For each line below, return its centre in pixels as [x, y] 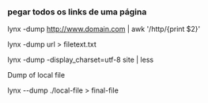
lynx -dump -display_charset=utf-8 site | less [81, 60]
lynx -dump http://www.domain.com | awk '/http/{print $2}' [104, 29]
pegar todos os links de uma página [77, 12]
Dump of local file [36, 75]
